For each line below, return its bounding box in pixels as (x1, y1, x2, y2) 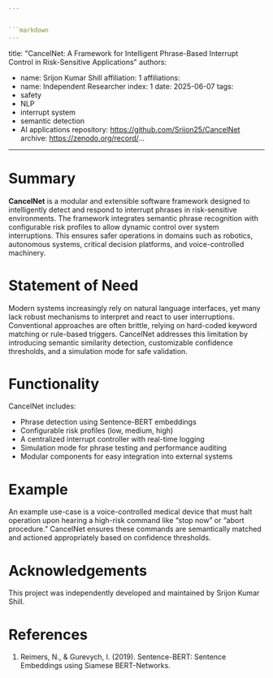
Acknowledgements (8, 561, 148, 580)
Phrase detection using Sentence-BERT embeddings (19, 417, 197, 427)
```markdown (8, 26, 49, 34)
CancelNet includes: (8, 401, 76, 411)
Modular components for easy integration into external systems (19, 451, 233, 461)
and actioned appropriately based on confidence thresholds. (8, 533, 211, 542)
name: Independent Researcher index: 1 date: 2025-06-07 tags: (19, 81, 234, 91)
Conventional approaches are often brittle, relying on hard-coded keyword (8, 320, 258, 330)
